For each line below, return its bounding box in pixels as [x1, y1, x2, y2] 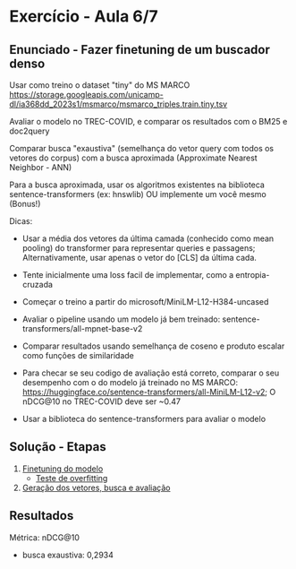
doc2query [9, 125, 50, 136]
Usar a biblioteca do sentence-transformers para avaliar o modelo [21, 414, 266, 424]
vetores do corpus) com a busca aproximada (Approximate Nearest [9, 152, 258, 163]
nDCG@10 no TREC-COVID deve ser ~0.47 [21, 396, 182, 407]
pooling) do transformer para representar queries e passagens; [21, 243, 256, 253]
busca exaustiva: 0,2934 [21, 549, 114, 560]
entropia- [235, 270, 270, 280]
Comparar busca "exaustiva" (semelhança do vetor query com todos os [9, 143, 275, 153]
